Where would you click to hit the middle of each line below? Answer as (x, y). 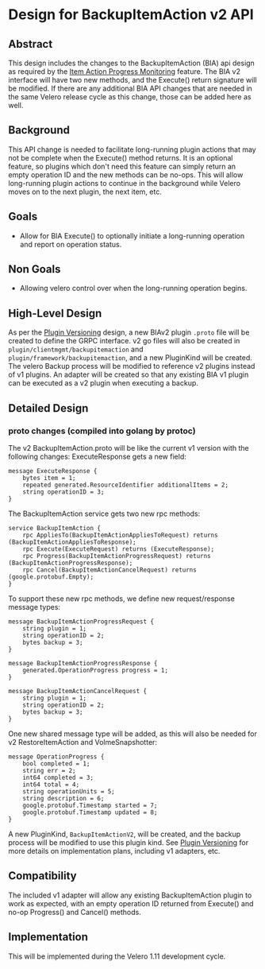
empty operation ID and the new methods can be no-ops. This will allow (126, 174)
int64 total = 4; (51, 785)
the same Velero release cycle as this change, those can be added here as (130, 97)
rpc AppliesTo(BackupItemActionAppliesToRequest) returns (120, 535)
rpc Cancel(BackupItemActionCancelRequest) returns (109, 570)
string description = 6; (63, 798)
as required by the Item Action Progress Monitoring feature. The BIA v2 (124, 72)
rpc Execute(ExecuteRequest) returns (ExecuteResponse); (119, 549)
